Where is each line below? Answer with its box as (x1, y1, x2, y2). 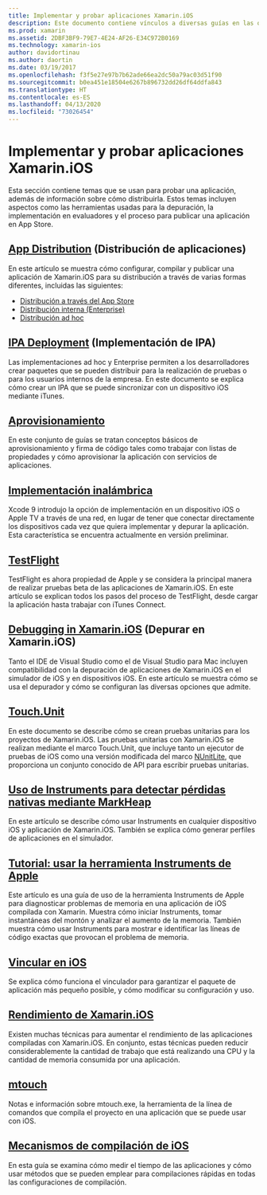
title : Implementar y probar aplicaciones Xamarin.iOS (8, 11, 194, 20)
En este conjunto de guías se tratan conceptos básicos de (8, 435, 199, 445)
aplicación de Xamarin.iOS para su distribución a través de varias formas (8, 272, 246, 281)
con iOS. (8, 1116, 37, 1126)
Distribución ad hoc (19, 312, 84, 323)
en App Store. (8, 219, 54, 229)
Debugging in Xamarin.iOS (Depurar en (8, 623, 205, 637)
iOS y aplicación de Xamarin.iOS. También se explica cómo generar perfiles (8, 825, 256, 835)
